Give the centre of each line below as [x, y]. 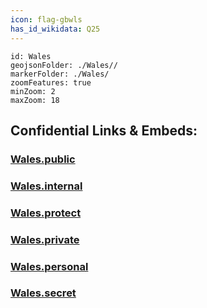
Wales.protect [46, 213]
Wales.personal [49, 266]
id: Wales [31, 56]
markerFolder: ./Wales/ [60, 74]
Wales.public [43, 159]
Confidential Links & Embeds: [104, 130]
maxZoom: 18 [35, 100]
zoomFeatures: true [51, 82]
